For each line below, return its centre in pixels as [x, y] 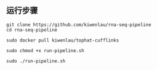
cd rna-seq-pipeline [32, 30]
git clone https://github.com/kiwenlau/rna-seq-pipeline [79, 25]
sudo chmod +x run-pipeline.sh [45, 50]
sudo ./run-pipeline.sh [36, 61]
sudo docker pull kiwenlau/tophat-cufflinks [63, 40]
